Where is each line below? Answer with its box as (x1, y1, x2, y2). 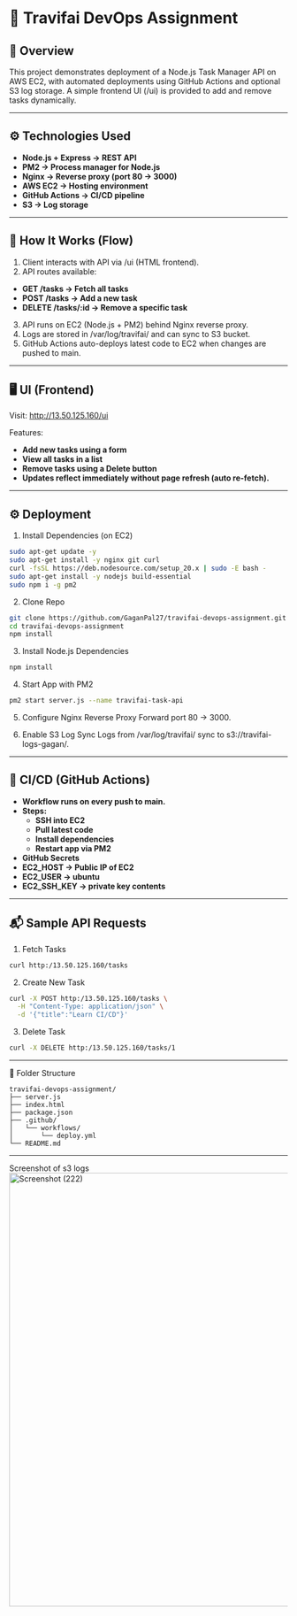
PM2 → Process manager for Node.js (21, 161, 161, 172)
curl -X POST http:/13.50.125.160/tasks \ (9, 994, 168, 1003)
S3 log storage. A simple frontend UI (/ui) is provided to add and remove (9, 86, 272, 96)
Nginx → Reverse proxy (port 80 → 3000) (21, 171, 178, 181)
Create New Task (21, 977, 86, 988)
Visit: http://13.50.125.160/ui (9, 411, 109, 421)
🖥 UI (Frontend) (9, 382, 95, 397)
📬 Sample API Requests (9, 916, 148, 931)
